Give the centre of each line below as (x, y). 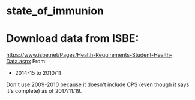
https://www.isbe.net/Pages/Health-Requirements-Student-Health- (89, 55)
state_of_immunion (55, 11)
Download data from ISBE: (73, 39)
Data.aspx (19, 62)
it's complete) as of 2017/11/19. (44, 91)
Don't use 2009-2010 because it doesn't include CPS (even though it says (98, 84)
